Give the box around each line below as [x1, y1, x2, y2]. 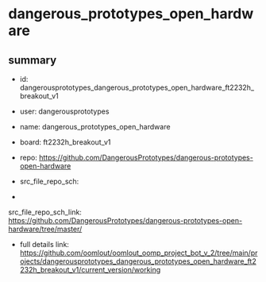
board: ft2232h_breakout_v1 [19, 137, 111, 147]
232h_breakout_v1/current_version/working [19, 265, 161, 274]
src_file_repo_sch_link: [8, 207, 82, 217]
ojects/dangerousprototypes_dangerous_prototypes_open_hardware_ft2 [19, 257, 256, 266]
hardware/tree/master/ [8, 224, 83, 234]
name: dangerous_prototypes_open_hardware [19, 122, 171, 131]
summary [8, 53, 57, 67]
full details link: [19, 240, 70, 249]
